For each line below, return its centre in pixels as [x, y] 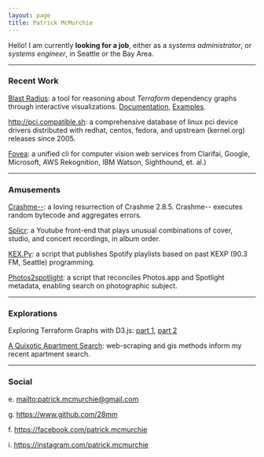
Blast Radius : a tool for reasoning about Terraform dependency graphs [123, 98]
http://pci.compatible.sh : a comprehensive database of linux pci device [123, 122]
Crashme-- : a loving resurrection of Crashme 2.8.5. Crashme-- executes [125, 207]
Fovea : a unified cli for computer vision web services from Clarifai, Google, [129, 153]
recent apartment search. [49, 354]
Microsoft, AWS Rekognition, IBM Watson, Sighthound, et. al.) [107, 162]
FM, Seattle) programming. [52, 262]
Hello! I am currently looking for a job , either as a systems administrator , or [130, 45]
